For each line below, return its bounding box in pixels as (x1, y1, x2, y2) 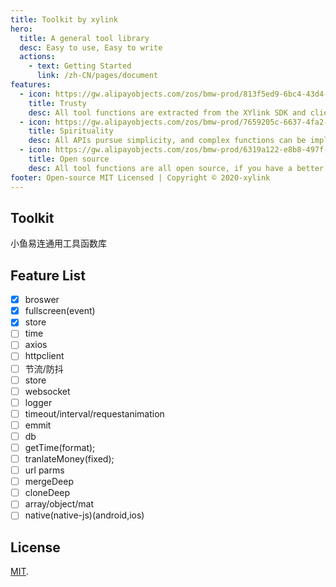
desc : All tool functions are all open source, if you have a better (28, 163, 325, 173)
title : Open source (28, 154, 110, 164)
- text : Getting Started (28, 61, 132, 71)
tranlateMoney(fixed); (24, 453, 115, 465)
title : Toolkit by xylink (10, 14, 118, 25)
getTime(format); (24, 441, 96, 453)
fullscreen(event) (24, 305, 96, 317)
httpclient (24, 350, 65, 362)
